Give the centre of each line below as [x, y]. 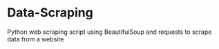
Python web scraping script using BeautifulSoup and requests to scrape [109, 32]
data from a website [36, 39]
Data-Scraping [50, 13]
